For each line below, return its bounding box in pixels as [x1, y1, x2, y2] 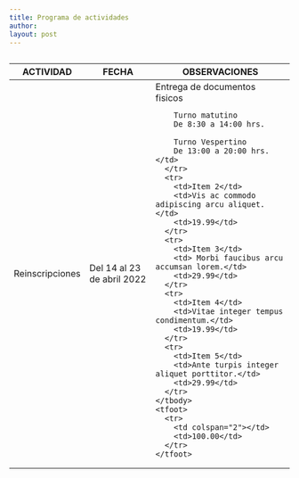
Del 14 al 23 [89, 262, 141, 275]
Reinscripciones [13, 268, 81, 280]
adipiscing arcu [155, 200, 224, 210]
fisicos [155, 92, 184, 104]
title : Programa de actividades [9, 12, 129, 22]
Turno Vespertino [173, 137, 247, 147]
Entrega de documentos [155, 81, 256, 94]
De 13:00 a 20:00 [173, 146, 247, 156]
